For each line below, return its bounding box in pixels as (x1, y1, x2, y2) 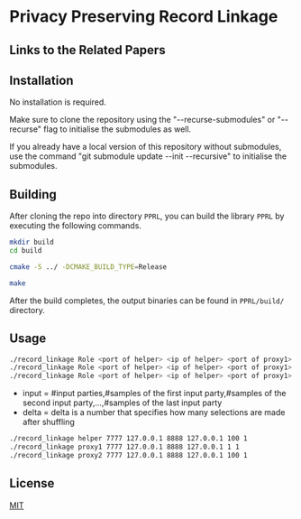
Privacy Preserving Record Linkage (9, 6, 278, 27)
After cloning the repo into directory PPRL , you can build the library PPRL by (9, 210, 285, 222)
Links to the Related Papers (9, 42, 166, 58)
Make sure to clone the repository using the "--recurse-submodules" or (9, 115, 276, 125)
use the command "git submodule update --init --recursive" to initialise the (9, 151, 287, 162)
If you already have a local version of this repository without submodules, (9, 142, 282, 153)
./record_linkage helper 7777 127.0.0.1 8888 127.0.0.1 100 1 (9, 434, 248, 443)
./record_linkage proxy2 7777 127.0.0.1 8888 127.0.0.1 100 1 (9, 450, 248, 459)
